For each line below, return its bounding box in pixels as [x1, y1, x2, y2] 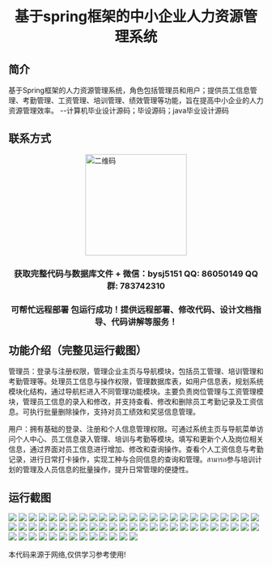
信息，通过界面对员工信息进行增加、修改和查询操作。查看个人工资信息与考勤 [8, 445, 264, 454]
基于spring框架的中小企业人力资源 [15, 7, 244, 26]
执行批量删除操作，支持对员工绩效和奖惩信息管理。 [29, 407, 200, 417]
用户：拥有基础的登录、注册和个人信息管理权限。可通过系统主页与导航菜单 [8, 424, 257, 434]
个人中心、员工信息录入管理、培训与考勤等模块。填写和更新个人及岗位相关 [15, 434, 264, 444]
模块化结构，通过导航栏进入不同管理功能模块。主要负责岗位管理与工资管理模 [8, 386, 264, 397]
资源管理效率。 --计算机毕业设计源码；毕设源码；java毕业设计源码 [8, 106, 229, 115]
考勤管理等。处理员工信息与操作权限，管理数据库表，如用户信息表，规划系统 [8, 377, 264, 386]
